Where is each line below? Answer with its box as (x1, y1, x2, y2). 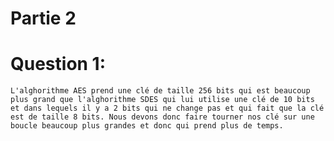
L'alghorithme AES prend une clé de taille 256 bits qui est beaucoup (10, 86, 311, 96)
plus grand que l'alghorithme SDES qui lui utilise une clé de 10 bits (10, 95, 315, 105)
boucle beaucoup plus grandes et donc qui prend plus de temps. (10, 121, 284, 131)
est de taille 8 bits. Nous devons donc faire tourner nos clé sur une (10, 112, 315, 122)
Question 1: (10, 53, 107, 76)
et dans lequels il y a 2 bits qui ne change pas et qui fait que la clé (10, 103, 325, 114)
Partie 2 (10, 7, 77, 30)
